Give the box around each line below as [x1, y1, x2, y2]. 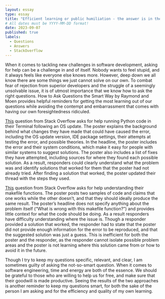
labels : [5, 35, 21, 40]
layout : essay [5, 7, 34, 12]
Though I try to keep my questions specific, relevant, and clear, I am [5, 257, 142, 263]
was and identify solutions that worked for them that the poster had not [5, 165, 149, 171]
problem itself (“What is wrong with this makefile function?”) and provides [5, 205, 155, 211]
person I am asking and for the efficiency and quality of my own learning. [5, 288, 153, 294]
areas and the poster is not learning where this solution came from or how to [5, 242, 160, 248]
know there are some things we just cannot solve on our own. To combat [5, 77, 152, 83]
